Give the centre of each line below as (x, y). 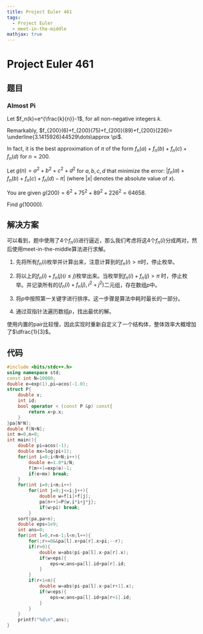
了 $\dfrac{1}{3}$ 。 (31, 332)
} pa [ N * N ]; (19, 423)
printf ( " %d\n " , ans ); (43, 620)
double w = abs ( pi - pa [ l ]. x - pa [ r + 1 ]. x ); (87, 586)
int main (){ (22, 440)
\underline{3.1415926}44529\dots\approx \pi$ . (65, 137)
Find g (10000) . (25, 204)
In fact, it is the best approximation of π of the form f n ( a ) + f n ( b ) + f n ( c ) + (97, 149)
